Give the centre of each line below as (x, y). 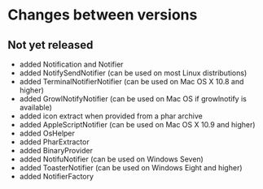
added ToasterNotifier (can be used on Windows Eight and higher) (131, 168)
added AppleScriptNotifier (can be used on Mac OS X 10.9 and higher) (137, 125)
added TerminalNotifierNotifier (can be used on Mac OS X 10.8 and (131, 82)
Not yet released (50, 45)
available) (35, 107)
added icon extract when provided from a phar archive (111, 116)
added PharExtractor (55, 142)
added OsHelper (47, 133)
